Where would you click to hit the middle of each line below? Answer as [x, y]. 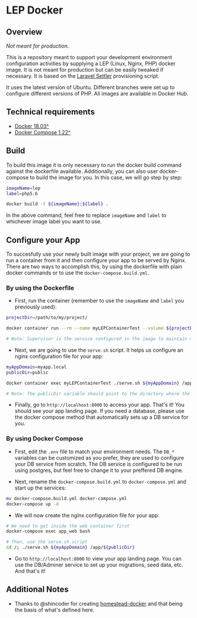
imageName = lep [23, 188]
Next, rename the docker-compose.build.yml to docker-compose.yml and [100, 481]
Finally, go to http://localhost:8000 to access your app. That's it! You [99, 405]
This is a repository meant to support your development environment [89, 57]
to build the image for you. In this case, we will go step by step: [106, 177]
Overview [24, 32]
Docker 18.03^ [32, 126]
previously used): [35, 307]
